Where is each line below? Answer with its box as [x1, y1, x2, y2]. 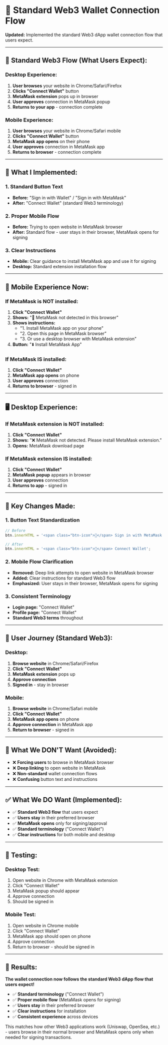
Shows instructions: [12, 320, 56, 326]
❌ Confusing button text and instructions [12, 776, 97, 782]
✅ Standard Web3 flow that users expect [12, 809, 98, 815]
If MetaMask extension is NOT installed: [5, 420, 104, 427]
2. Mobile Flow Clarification [5, 558, 73, 565]
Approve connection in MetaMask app [12, 721, 93, 727]
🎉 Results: [5, 963, 37, 971]
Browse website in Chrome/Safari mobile [12, 705, 98, 711]
